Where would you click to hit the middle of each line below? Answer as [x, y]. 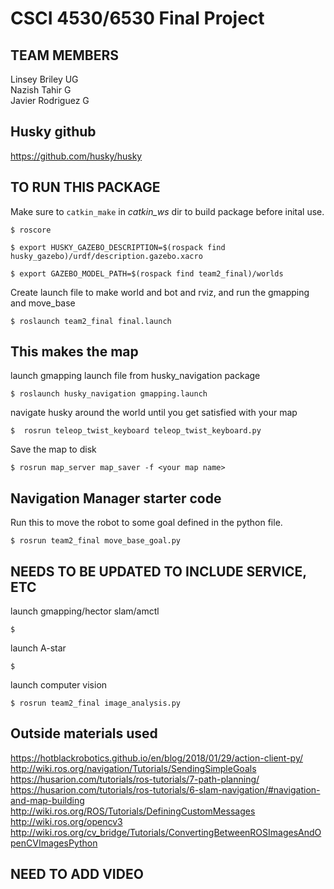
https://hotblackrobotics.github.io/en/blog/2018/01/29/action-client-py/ [157, 758]
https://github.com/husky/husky [76, 156]
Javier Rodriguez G [50, 100]
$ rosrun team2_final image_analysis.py [96, 703]
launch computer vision [59, 685]
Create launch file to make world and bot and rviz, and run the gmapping [160, 292]
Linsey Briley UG [44, 79]
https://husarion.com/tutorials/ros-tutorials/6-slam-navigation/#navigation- [165, 789]
